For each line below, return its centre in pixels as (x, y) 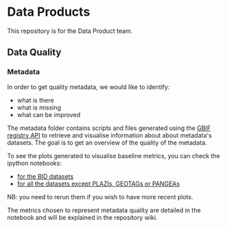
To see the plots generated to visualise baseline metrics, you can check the (114, 155)
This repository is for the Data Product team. (70, 31)
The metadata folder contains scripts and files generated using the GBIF (109, 128)
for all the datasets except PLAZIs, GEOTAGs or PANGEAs (98, 183)
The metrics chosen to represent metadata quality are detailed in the (104, 210)
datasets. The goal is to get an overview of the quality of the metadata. (107, 142)
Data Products (49, 12)
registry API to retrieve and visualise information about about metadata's (110, 135)
